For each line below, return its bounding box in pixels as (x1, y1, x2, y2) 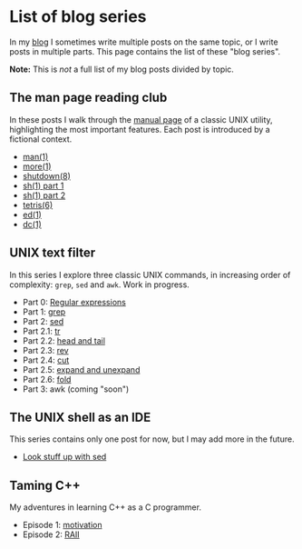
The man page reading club (9, 90, 168, 105)
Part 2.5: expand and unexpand (22, 364, 141, 374)
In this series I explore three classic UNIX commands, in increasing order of (9, 269, 291, 280)
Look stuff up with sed (22, 452, 107, 463)
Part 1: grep (22, 306, 66, 317)
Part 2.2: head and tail (22, 334, 106, 346)
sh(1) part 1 (22, 180, 64, 191)
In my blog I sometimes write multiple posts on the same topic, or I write (9, 36, 278, 47)
